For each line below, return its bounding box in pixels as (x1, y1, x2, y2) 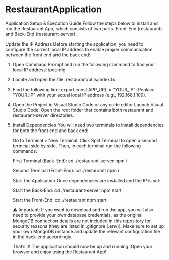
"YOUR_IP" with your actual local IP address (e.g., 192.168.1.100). (12, 92, 147, 98)
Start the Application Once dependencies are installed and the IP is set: (12, 177, 161, 183)
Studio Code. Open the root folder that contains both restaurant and (12, 107, 154, 113)
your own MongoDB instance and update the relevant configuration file (12, 228, 160, 234)
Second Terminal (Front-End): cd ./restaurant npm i (12, 167, 119, 174)
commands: (12, 148, 37, 154)
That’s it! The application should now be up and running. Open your (12, 243, 153, 249)
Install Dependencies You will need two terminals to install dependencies (12, 122, 164, 128)
